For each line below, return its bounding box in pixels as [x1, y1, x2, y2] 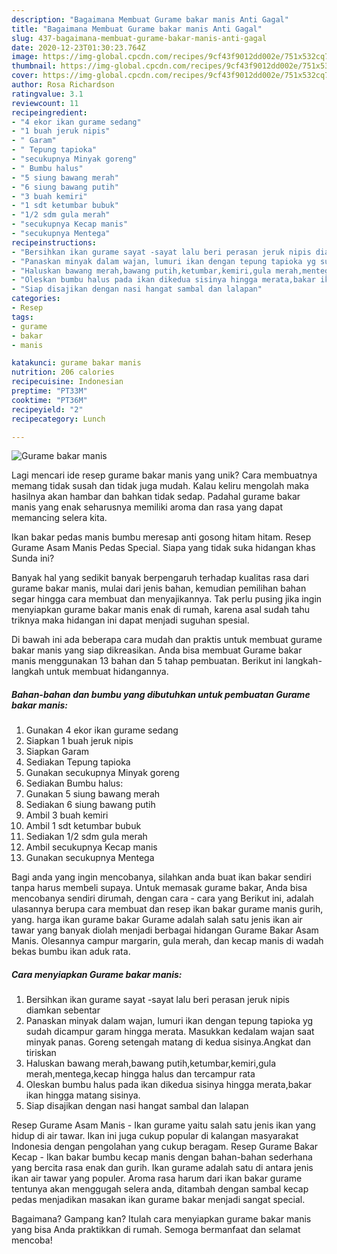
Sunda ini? [11, 552, 55, 565]
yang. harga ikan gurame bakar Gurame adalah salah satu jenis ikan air [11, 914, 303, 926]
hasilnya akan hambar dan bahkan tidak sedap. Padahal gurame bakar [11, 491, 301, 503]
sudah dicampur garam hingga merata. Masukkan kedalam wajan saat [25, 1026, 315, 1038]
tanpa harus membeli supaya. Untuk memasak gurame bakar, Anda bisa [11, 882, 308, 894]
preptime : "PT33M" [11, 386, 88, 396]
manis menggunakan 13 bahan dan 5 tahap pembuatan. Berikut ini [11, 655, 284, 667]
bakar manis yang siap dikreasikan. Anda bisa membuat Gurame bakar [11, 644, 303, 656]
